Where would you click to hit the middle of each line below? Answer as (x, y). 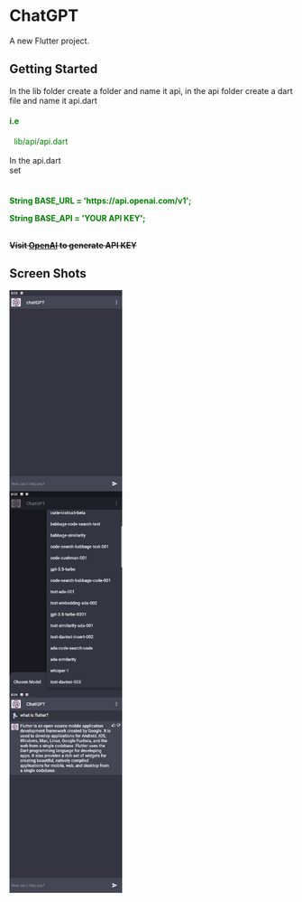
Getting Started (54, 69)
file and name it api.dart (53, 100)
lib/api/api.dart (41, 141)
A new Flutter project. (50, 41)
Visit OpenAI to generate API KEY (73, 245)
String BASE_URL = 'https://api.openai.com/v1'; (101, 201)
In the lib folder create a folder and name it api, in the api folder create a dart (151, 90)
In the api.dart (35, 160)
